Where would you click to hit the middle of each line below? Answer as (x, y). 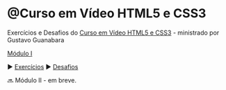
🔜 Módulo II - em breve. (42, 80)
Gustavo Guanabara (36, 39)
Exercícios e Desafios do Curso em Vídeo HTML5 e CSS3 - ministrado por (113, 33)
